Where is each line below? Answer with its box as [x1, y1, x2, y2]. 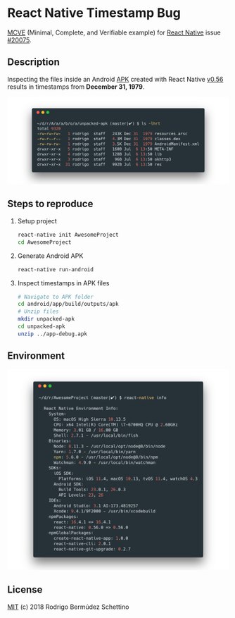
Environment [7, 350, 65, 362]
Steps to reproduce [7, 198, 94, 210]
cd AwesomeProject [17, 238, 72, 246]
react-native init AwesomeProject [17, 231, 119, 238]
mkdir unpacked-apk [17, 316, 75, 323]
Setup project [17, 216, 58, 225]
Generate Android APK [17, 252, 84, 260]
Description [7, 56, 60, 68]
